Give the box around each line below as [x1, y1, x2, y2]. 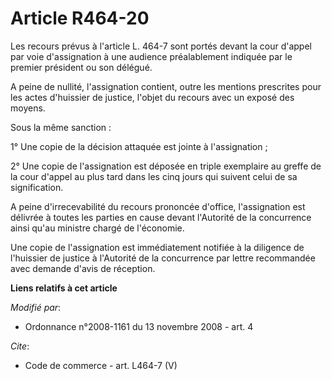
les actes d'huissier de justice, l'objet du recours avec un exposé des [10, 91, 295, 103]
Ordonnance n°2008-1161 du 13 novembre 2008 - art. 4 [24, 320, 254, 332]
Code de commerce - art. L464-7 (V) [24, 359, 178, 371]
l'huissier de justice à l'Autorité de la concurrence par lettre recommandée [10, 252, 316, 264]
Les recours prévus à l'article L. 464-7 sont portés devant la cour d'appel [10, 40, 312, 52]
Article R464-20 [10, 7, 150, 30]
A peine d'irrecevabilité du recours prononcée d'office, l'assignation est [10, 200, 306, 212]
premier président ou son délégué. [10, 61, 153, 73]
